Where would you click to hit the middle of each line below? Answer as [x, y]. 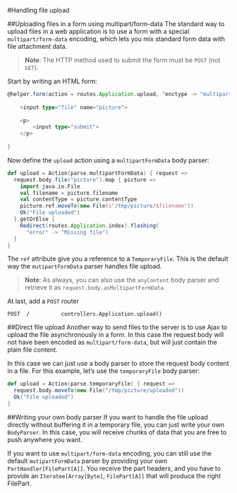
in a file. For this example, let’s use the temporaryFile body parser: [103, 371]
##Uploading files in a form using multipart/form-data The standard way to [116, 24]
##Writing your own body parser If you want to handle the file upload [108, 417]
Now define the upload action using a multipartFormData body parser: [108, 160]
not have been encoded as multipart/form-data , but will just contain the [112, 343]
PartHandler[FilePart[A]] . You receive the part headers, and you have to [114, 468]
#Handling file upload [38, 10]
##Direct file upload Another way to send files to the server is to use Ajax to [117, 327]
